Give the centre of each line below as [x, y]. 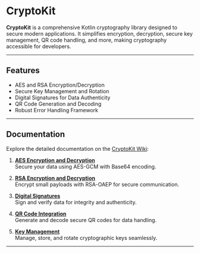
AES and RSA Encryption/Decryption [60, 85]
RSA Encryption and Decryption [55, 178]
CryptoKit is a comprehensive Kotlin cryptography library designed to [92, 27]
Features [23, 70]
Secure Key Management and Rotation [62, 91]
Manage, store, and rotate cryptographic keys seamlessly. [86, 238]
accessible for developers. [39, 46]
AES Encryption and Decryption [55, 160]
